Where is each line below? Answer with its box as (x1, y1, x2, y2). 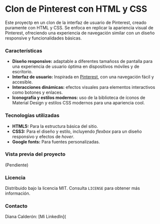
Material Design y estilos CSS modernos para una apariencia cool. (12, 100, 145, 106)
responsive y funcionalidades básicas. (5, 35, 82, 41)
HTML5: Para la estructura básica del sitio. (12, 123, 98, 129)
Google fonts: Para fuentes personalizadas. (12, 139, 100, 144)
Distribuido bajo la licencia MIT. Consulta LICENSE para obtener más (5, 185, 140, 191)
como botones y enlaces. (12, 89, 63, 96)
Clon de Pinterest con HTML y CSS (5, 3, 147, 15)
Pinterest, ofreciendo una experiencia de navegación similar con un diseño (5, 30, 155, 36)
